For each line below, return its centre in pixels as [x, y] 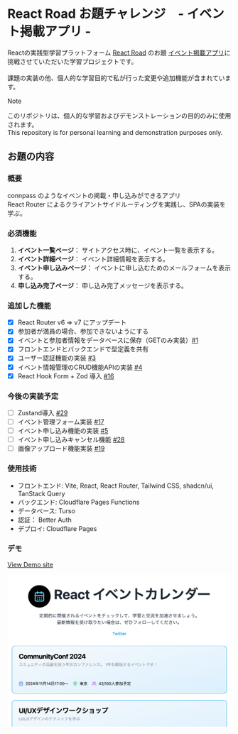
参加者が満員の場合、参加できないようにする [83, 332]
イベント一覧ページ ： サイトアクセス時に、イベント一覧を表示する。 [118, 250]
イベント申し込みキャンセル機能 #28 [71, 439]
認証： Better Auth [45, 520]
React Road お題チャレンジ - [96, 14]
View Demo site [30, 564]
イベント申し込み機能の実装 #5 [63, 431]
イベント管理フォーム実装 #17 [61, 422]
